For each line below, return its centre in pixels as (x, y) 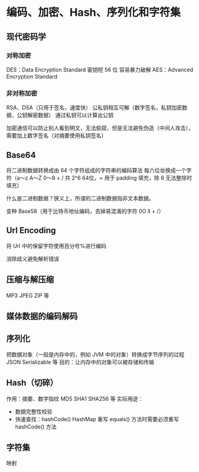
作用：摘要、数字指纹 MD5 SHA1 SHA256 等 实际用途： (75, 398)
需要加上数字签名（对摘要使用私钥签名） (56, 136)
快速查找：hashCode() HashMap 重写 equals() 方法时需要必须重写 (97, 419)
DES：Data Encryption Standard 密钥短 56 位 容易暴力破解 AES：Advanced (100, 70)
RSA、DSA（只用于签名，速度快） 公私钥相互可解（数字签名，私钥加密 (94, 108)
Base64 (21, 155)
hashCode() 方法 (36, 427)
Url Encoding (31, 231)
